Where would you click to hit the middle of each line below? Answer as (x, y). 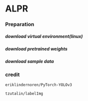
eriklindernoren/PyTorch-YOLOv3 (39, 85)
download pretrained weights (37, 49)
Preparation (20, 24)
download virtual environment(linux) (44, 36)
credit (12, 74)
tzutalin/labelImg (24, 94)
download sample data (30, 61)
